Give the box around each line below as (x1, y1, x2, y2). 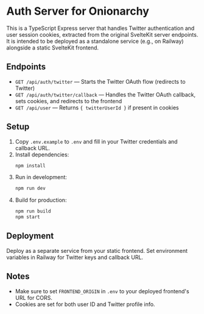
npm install (15, 162, 46, 169)
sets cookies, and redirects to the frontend (15, 97, 122, 104)
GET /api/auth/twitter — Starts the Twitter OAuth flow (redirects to (15, 78, 186, 85)
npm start (15, 214, 41, 221)
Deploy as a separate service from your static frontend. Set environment (6, 247, 188, 254)
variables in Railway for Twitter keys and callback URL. (6, 254, 144, 261)
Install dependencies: (15, 151, 69, 158)
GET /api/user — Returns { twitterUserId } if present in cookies (15, 104, 179, 111)
